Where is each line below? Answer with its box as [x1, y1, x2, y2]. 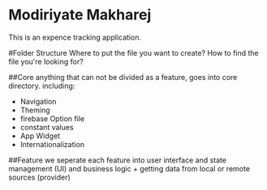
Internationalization [19, 139, 85, 149]
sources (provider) [8, 172, 71, 182]
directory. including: [8, 81, 75, 91]
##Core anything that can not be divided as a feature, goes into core [8, 72, 238, 82]
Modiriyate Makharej [8, 6, 152, 24]
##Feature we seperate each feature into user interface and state [8, 155, 227, 165]
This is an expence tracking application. [8, 32, 142, 42]
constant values [19, 122, 75, 132]
